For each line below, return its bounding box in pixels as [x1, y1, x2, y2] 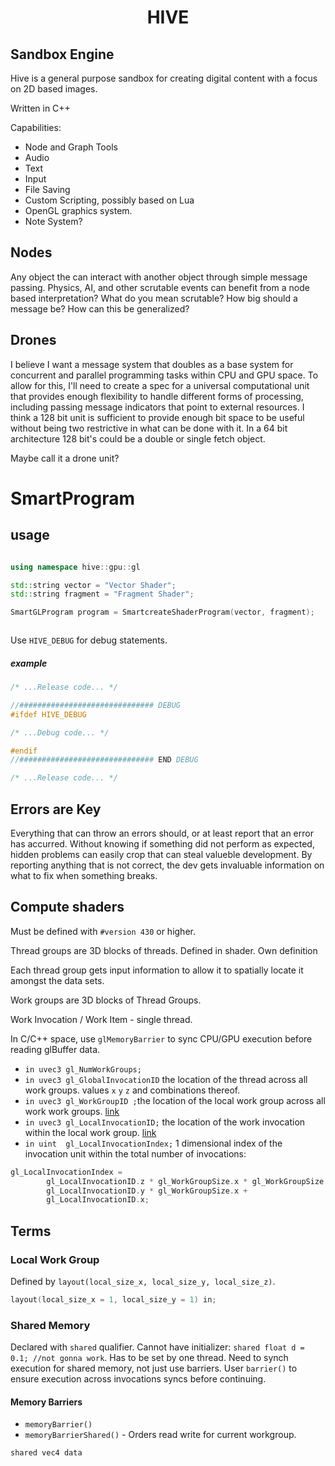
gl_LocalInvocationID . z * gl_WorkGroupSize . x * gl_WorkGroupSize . [46, 1176, 329, 1186]
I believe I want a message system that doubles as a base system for [10, 358, 294, 370]
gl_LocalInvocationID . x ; [46, 1195, 150, 1205]
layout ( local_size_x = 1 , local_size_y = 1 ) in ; [10, 1295, 217, 1305]
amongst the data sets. [10, 974, 105, 986]
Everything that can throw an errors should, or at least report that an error [10, 827, 314, 840]
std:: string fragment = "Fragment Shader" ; [10, 589, 195, 600]
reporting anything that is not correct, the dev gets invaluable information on [10, 859, 325, 871]
